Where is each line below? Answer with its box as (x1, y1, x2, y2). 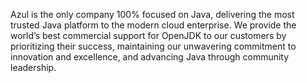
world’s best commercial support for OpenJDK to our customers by (10, 30, 287, 41)
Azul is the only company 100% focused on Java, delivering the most (10, 9, 295, 20)
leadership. (10, 62, 57, 73)
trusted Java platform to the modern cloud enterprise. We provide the (10, 19, 297, 31)
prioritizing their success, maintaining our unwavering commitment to (10, 40, 297, 52)
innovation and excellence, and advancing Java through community (10, 51, 290, 63)
